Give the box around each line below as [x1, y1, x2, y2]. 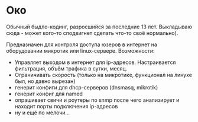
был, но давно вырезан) [14, 78, 76, 85]
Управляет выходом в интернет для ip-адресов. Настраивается [14, 59, 176, 66]
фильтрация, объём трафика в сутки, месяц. [14, 65, 128, 72]
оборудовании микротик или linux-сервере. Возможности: [6, 47, 155, 54]
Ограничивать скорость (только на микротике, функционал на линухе [14, 71, 192, 78]
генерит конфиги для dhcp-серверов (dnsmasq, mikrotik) [14, 84, 158, 91]
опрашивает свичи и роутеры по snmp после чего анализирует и [14, 96, 180, 104]
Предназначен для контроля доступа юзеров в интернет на [6, 41, 158, 48]
